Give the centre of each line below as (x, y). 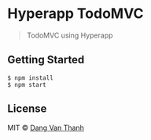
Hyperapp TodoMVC (75, 14)
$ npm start (27, 84)
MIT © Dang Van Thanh (46, 127)
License (27, 109)
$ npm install (31, 78)
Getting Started (46, 60)
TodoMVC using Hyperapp (70, 35)
